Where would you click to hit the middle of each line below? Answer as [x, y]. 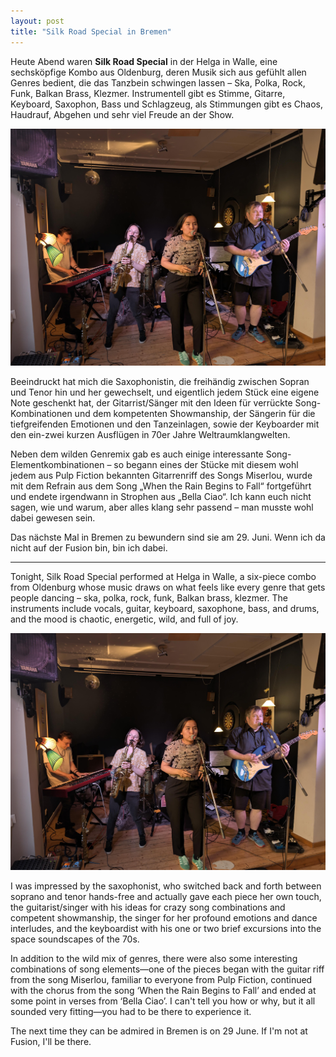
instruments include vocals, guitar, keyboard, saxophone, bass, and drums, [165, 608]
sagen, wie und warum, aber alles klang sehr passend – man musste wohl [162, 507]
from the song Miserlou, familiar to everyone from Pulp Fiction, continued [161, 980]
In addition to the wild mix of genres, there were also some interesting [154, 959]
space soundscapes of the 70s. [75, 939]
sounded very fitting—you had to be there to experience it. [131, 1012]
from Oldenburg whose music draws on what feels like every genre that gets [168, 587]
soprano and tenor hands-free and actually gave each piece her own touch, [166, 897]
